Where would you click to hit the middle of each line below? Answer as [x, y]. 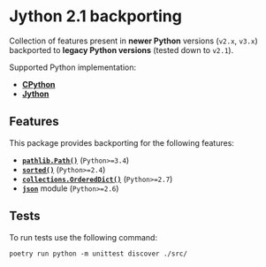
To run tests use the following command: [83, 237]
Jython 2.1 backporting [96, 16]
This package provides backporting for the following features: [122, 142]
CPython [38, 84]
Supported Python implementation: [73, 67]
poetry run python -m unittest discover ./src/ [99, 254]
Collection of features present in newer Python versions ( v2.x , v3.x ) [133, 41]
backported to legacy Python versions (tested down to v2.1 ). [122, 50]
